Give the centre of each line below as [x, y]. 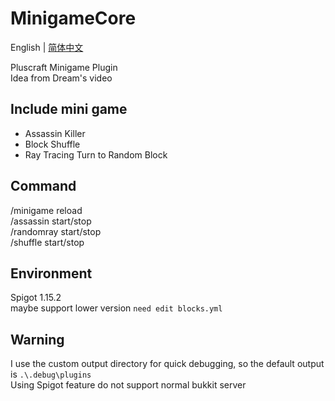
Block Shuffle [52, 144]
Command [43, 186]
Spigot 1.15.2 [36, 298]
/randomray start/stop [56, 231]
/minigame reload [46, 210]
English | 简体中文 [47, 47]
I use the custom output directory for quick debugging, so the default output [167, 364]
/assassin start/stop [51, 221]
